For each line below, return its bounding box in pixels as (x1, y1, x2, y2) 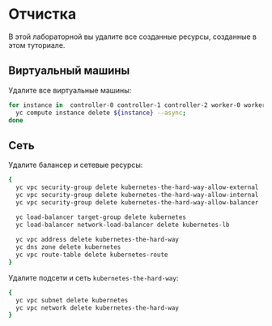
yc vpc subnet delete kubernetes (15, 296, 129, 304)
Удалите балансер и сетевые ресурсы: (8, 160, 143, 170)
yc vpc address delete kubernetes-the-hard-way (15, 236, 180, 244)
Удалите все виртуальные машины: (8, 85, 132, 95)
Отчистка (8, 5, 77, 24)
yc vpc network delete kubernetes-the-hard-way (15, 303, 180, 312)
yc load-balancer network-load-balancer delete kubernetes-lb (15, 221, 230, 229)
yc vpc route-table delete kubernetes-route (15, 251, 168, 260)
